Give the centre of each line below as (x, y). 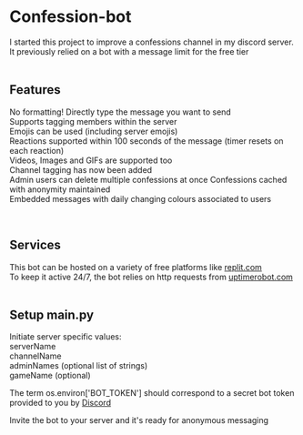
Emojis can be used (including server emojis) (94, 131)
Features (35, 90)
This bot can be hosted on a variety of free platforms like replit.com (136, 267)
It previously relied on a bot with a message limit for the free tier (129, 51)
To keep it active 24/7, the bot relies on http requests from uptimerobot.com (151, 277)
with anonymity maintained (60, 189)
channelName (35, 356)
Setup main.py (51, 314)
